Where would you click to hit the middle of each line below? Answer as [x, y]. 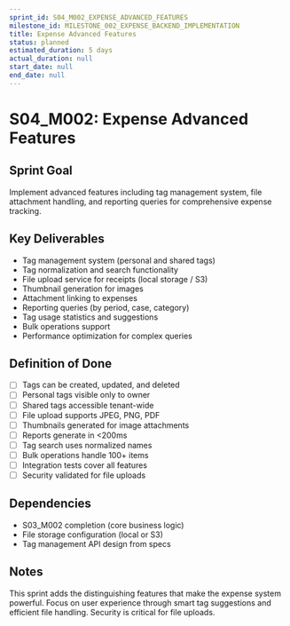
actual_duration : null [51, 59]
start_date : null [41, 67]
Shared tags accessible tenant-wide [88, 405]
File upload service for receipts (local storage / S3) [115, 279]
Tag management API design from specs [96, 543]
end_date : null [37, 75]
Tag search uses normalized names [87, 445]
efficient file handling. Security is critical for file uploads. [112, 612]
